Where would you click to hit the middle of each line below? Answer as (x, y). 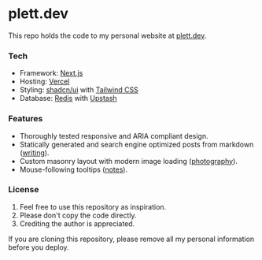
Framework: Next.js (51, 73)
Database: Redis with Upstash (68, 98)
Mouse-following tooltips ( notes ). (74, 169)
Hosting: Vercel (44, 82)
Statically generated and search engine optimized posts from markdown (137, 144)
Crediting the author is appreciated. (77, 223)
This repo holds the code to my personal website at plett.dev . (107, 35)
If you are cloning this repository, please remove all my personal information (131, 239)
